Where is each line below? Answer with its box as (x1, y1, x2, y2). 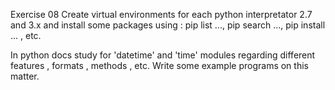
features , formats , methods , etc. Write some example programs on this (10, 60, 309, 71)
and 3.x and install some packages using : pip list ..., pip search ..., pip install (10, 19, 326, 31)
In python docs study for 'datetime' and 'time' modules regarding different (10, 49, 316, 61)
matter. (10, 70, 40, 82)
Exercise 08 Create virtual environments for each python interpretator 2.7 (10, 9, 313, 20)
